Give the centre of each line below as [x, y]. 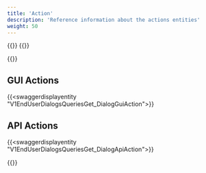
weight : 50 [23, 26]
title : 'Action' [30, 13]
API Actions [33, 125]
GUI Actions [33, 80]
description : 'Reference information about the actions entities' [104, 20]
